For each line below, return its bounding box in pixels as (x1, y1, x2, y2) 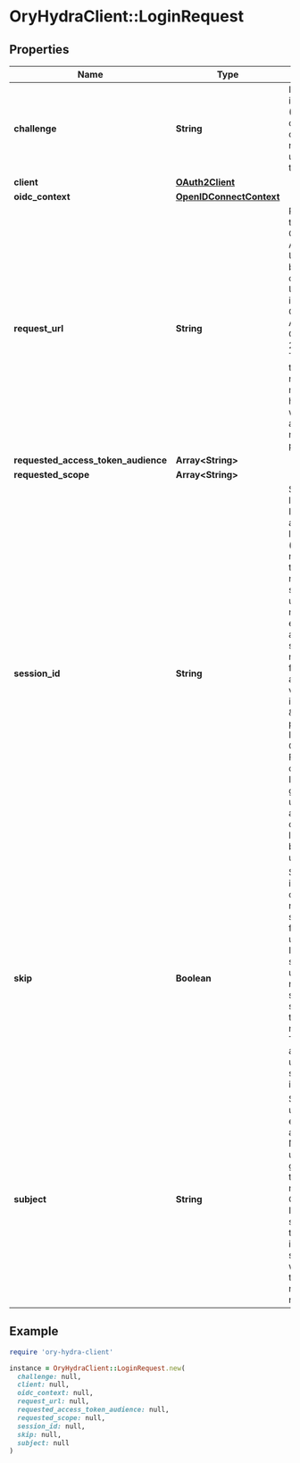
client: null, (17, 1380, 70, 1390)
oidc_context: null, (17, 1389, 94, 1398)
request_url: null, (17, 1397, 90, 1406)
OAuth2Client (175, 176, 235, 188)
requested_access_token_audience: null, (17, 1405, 170, 1415)
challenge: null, (17, 1372, 82, 1381)
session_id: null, (17, 1422, 87, 1431)
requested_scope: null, (17, 1413, 105, 1422)
